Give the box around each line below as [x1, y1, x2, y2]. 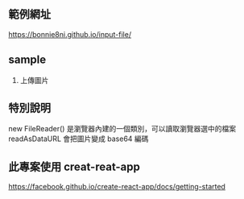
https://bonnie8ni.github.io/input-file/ [8, 29, 131, 39]
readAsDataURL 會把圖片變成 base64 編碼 [8, 134, 149, 143]
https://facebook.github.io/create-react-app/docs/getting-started [8, 182, 225, 192]
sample [8, 53, 47, 67]
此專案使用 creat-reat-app [8, 160, 141, 173]
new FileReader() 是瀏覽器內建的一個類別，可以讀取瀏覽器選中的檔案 [8, 124, 236, 134]
